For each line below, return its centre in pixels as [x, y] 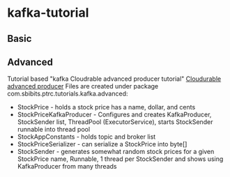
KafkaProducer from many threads [67, 167]
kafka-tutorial [48, 13]
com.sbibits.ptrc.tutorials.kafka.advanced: [68, 94]
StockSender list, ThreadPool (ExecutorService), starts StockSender [115, 122]
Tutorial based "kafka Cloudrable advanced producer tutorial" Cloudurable [114, 79]
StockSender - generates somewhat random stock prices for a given [116, 152]
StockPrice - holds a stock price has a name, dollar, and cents [106, 107]
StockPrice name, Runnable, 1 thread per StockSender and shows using [120, 159]
